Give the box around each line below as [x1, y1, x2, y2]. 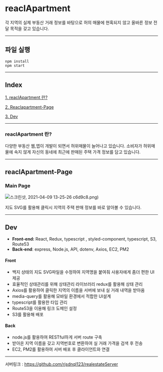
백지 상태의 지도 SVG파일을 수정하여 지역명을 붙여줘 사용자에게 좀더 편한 [12, 269, 149, 275]
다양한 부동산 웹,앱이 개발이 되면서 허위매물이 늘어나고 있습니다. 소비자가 [5, 143, 142, 148]
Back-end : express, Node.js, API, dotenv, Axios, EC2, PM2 [12, 246, 130, 252]
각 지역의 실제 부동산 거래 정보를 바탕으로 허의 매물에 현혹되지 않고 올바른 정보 [5, 19, 153, 25]
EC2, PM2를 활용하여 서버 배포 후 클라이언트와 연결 [12, 346, 110, 352]
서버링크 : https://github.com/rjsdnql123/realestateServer [5, 361, 118, 367]
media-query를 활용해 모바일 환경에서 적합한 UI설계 [12, 293, 111, 299]
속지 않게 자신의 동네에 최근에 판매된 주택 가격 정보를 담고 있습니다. [14, 149, 141, 155]
